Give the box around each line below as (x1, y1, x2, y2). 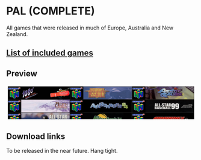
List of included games (6, 48, 93, 58)
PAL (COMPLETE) (6, 4, 95, 18)
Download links (6, 131, 66, 141)
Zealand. (6, 30, 28, 37)
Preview (6, 68, 38, 79)
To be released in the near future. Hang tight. (6, 147, 118, 154)
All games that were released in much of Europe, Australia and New (6, 24, 174, 31)
